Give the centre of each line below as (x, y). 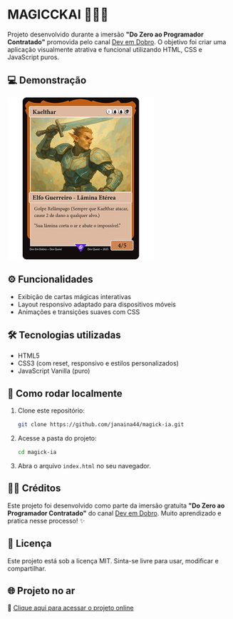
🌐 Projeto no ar (41, 591)
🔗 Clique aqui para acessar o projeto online (71, 608)
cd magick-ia (37, 453)
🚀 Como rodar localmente (65, 393)
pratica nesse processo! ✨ (46, 520)
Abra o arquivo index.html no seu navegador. (84, 465)
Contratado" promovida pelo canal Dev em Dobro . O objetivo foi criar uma (117, 41)
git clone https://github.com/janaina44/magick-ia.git (101, 425)
